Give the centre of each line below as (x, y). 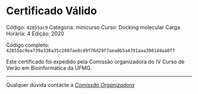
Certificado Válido (52, 11)
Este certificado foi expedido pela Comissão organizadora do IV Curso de (95, 61)
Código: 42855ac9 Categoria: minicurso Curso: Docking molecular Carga (93, 27)
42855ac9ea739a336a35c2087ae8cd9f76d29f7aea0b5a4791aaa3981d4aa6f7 (91, 51)
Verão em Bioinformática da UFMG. (49, 68)
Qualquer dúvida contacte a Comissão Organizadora (70, 85)
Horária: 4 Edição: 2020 (35, 33)
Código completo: (28, 45)
